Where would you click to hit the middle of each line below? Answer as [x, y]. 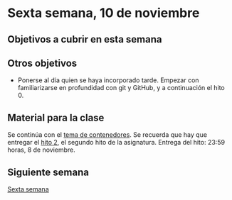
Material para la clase [56, 117]
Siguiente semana [48, 172]
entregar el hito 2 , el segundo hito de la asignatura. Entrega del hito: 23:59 [116, 143]
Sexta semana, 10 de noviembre [104, 13]
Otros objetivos [42, 63]
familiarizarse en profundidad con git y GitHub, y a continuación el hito [121, 88]
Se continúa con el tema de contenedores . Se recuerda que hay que [107, 135]
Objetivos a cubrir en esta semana [85, 39]
